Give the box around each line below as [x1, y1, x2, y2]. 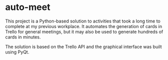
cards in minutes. [5, 34, 41, 40]
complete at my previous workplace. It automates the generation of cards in [5, 23, 162, 29]
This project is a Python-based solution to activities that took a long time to [5, 18, 161, 24]
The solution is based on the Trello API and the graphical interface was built [5, 43, 162, 49]
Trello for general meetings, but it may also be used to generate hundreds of [5, 28, 163, 34]
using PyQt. [5, 49, 29, 55]
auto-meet [5, 1, 51, 13]
